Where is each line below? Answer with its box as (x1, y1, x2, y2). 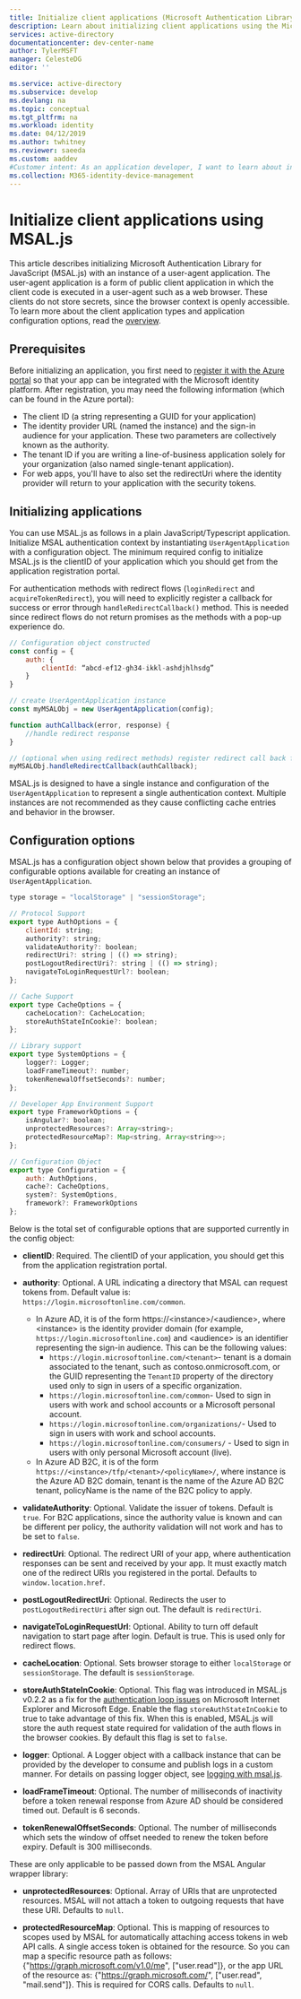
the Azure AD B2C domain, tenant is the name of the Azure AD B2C (35, 1475, 285, 1486)
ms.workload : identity (9, 121, 94, 130)
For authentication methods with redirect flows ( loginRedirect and (9, 583, 255, 593)
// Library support (9, 1042, 82, 1051)
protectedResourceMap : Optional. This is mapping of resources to (21, 1922, 271, 1933)
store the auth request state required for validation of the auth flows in (21, 1722, 282, 1733)
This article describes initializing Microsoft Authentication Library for (9, 258, 262, 269)
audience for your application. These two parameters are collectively (21, 430, 277, 441)
